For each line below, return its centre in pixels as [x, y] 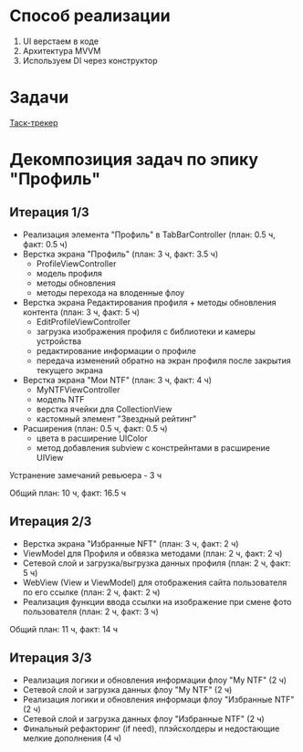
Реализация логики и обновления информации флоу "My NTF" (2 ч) [155, 680]
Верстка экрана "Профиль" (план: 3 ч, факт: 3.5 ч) [120, 254]
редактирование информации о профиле [116, 350]
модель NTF [60, 399]
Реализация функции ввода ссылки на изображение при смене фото [157, 601]
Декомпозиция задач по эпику [134, 160]
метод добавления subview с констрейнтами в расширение [153, 447]
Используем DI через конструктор [90, 60]
